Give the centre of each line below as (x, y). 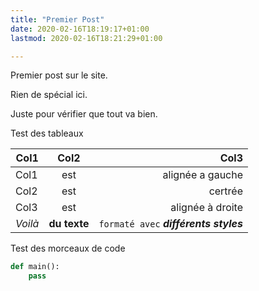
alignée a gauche (203, 175)
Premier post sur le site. (59, 75)
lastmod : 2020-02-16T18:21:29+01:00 (86, 38)
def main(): (35, 267)
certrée (226, 191)
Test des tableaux (47, 133)
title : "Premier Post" (57, 19)
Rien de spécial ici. (49, 95)
